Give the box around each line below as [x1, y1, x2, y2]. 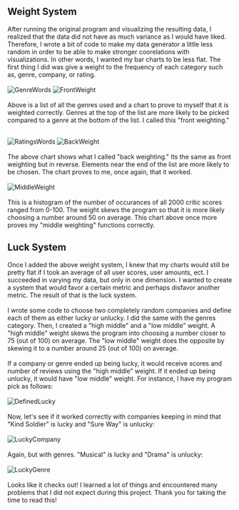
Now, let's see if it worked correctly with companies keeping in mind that [7, 412, 221, 421]
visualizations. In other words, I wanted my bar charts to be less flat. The [7, 55, 221, 64]
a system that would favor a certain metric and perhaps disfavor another [7, 283, 220, 291]
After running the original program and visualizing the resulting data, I [7, 24, 212, 33]
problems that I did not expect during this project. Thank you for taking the [7, 488, 227, 496]
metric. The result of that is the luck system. [7, 291, 137, 299]
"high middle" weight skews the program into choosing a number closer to [7, 329, 226, 337]
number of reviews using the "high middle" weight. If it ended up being [7, 366, 215, 375]
